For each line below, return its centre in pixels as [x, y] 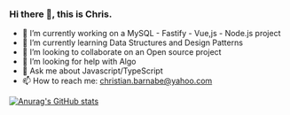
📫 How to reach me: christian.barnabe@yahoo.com [117, 81]
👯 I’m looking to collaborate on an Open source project [121, 52]
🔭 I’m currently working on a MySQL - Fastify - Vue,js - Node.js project [151, 34]
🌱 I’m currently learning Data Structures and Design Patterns [133, 42]
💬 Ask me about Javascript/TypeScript [92, 71]
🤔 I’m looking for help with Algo [79, 62]
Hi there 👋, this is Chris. [61, 14]
